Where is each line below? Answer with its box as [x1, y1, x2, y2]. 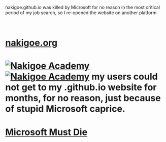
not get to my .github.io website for [5, 82, 157, 93]
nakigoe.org [5, 37, 57, 49]
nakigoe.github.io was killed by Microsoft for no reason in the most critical [5, 5, 160, 10]
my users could [91, 71, 158, 82]
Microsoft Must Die [5, 126, 88, 138]
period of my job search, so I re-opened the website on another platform [5, 10, 157, 16]
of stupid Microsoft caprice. [5, 103, 125, 115]
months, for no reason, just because [5, 92, 161, 104]
